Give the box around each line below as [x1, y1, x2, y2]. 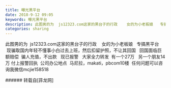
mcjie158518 [22, 67, 49, 73]
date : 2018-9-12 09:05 [5, 12, 53, 17]
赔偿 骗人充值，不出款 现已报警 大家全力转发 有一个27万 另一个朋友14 [9, 54, 165, 60]
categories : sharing [5, 26, 49, 32]
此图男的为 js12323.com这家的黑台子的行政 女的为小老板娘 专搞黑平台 [5, 41, 159, 47]
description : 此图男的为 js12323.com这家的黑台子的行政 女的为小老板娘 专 [5, 21, 164, 27]
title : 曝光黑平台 [5, 7, 41, 13]
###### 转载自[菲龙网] [5, 77, 54, 83]
